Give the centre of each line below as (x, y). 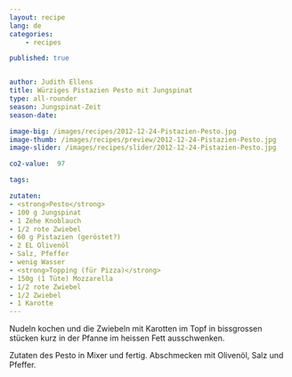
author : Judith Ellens (51, 82)
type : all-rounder (43, 99)
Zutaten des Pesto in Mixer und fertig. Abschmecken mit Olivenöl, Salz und (146, 356)
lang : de (25, 26)
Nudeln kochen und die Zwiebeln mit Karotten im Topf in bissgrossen (136, 329)
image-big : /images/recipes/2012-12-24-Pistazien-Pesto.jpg (123, 131)
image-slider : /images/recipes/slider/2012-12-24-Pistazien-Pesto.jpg (143, 148)
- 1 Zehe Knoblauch (45, 221)
